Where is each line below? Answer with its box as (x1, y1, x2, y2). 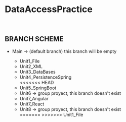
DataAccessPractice (5, 4, 93, 15)
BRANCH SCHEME (5, 35, 64, 43)
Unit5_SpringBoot (19, 85, 57, 91)
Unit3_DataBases (19, 69, 56, 75)
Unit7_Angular (19, 95, 49, 101)
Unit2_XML (19, 63, 43, 69)
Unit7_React (19, 101, 45, 107)
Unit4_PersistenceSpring (19, 74, 72, 80)
